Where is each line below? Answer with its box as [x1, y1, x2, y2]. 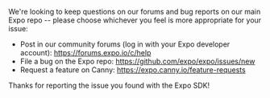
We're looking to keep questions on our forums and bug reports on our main [8, 7, 261, 16]
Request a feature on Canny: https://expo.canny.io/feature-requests [19, 65, 246, 75]
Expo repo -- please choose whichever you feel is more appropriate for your [8, 15, 262, 25]
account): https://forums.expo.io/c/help [19, 48, 152, 57]
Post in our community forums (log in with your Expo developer [19, 39, 231, 49]
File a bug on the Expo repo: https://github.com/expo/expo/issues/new [19, 56, 255, 66]
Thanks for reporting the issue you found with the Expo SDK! [8, 80, 210, 90]
